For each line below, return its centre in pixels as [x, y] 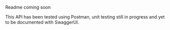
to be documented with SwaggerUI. [42, 22]
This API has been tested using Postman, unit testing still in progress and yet [85, 17]
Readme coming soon [28, 7]
